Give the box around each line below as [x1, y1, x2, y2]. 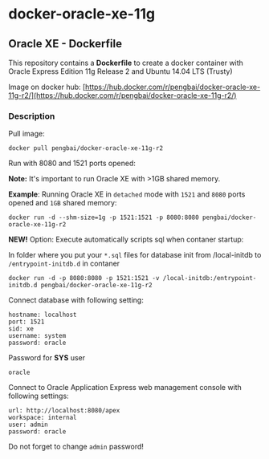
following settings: [8, 391, 70, 401]
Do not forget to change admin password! [8, 442, 145, 452]
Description [8, 110, 55, 121]
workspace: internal [8, 414, 78, 422]
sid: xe [8, 325, 35, 333]
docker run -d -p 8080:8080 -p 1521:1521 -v [8, 274, 160, 282]
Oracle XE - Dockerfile [8, 37, 123, 51]
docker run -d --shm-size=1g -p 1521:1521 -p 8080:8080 [8, 213, 199, 221]
